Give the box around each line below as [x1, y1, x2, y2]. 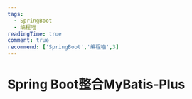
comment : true [7, 37, 50, 44]
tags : [7, 10, 23, 18]
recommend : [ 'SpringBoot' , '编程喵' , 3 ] [7, 43, 119, 51]
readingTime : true [7, 30, 62, 38]
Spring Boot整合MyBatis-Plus [7, 76, 186, 93]
